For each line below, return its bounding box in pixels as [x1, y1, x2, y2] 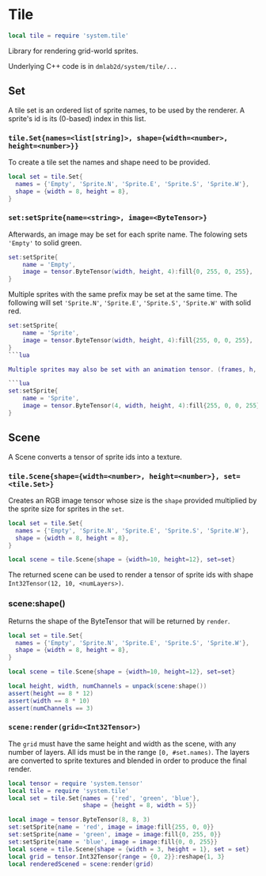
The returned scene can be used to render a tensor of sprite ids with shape [8, 570, 253, 579]
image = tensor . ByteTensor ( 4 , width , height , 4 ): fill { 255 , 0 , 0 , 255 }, [22, 402, 264, 410]
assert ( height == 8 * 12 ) [8, 689, 93, 697]
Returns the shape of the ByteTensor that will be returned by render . [8, 616, 230, 626]
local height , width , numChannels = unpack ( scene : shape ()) [8, 682, 207, 690]
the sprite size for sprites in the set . [8, 504, 124, 514]
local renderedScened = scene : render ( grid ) [8, 860, 154, 868]
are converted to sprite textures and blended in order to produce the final [8, 756, 247, 765]
